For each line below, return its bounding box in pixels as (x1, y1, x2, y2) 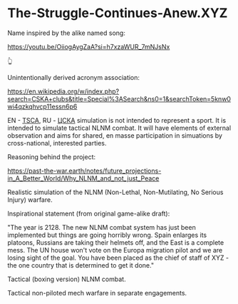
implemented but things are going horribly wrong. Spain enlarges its (7, 230, 207, 239)
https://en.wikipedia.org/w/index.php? (7, 87, 120, 96)
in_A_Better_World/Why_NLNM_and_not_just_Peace (7, 173, 160, 183)
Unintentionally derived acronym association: (7, 73, 140, 81)
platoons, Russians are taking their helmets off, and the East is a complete (7, 238, 224, 247)
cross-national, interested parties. (7, 138, 107, 147)
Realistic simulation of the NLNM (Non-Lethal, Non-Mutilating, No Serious (7, 188, 224, 196)
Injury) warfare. (7, 195, 53, 204)
